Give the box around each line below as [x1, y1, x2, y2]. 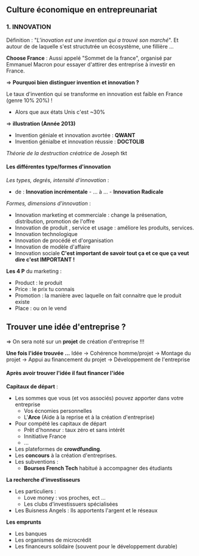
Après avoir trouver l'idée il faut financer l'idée [6, 370, 124, 377]
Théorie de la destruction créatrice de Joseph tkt [6, 149, 127, 156]
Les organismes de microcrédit [14, 536, 91, 543]
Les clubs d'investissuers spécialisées [23, 500, 118, 507]
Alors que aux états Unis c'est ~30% [14, 108, 106, 116]
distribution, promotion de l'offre [14, 217, 95, 225]
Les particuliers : [14, 488, 57, 495]
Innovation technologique [14, 230, 78, 237]
